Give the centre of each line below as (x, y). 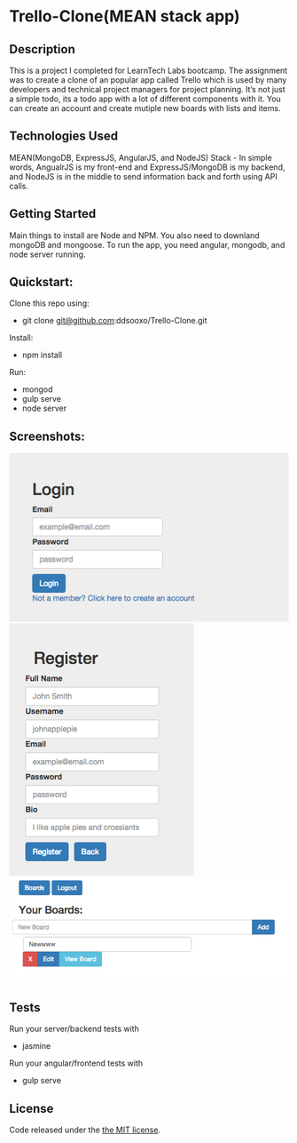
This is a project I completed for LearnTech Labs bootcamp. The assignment (148, 70)
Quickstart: (41, 282)
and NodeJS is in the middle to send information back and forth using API (143, 176)
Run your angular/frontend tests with (76, 1063)
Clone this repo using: (50, 303)
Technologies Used (63, 136)
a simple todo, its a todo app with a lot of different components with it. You (145, 99)
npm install (42, 355)
